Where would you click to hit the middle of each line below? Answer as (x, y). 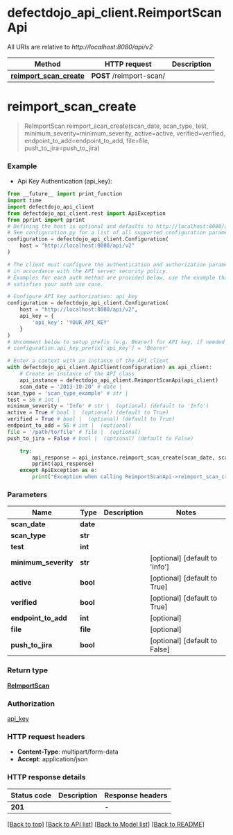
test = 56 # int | (34, 400)
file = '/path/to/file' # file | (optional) (74, 432)
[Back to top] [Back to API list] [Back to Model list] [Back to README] (106, 824)
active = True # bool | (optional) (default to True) (88, 413)
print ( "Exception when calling (77, 477)
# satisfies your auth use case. (55, 284)
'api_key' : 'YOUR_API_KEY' (71, 322)
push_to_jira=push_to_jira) (62, 148)
